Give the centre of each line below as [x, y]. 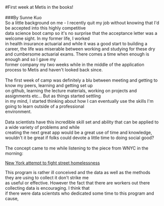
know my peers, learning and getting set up [49, 85]
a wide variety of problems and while [42, 127]
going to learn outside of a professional [45, 106]
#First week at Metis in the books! [39, 7]
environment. [18, 112]
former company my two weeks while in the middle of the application [75, 64]
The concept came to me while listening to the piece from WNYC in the [77, 148]
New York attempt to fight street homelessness [53, 163]
